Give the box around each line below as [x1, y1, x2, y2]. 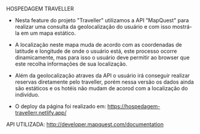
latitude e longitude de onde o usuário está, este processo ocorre [14, 47, 177, 55]
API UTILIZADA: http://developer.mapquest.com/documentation [6, 121, 164, 128]
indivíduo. [14, 91, 40, 98]
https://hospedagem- [107, 103, 160, 110]
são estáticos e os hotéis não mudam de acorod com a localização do [14, 85, 188, 92]
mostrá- [172, 23, 192, 30]
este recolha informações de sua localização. [14, 60, 127, 67]
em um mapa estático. [20, 29, 76, 37]
